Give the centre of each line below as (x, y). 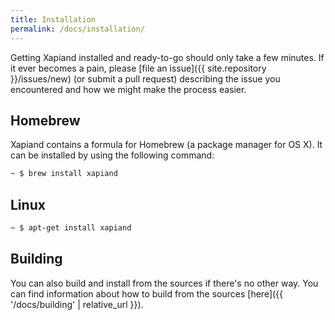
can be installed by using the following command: (112, 155)
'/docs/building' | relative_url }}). (77, 304)
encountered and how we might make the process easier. (128, 89)
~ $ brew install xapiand (64, 174)
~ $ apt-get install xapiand (71, 228)
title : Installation (53, 19)
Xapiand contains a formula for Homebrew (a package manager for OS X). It (166, 145)
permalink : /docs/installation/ (77, 29)
